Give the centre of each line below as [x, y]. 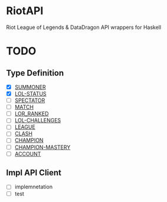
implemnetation [34, 187]
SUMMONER [30, 87]
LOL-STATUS [30, 94]
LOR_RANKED [32, 114]
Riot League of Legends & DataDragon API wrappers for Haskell [83, 27]
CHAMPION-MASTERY [42, 147]
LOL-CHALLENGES [38, 120]
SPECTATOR [30, 100]
